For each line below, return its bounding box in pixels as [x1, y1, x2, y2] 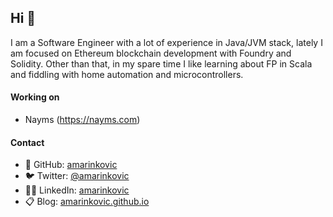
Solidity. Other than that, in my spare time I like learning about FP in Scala [10, 57, 313, 70]
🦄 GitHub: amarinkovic [24, 159, 118, 171]
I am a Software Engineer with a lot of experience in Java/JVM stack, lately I [10, 36, 323, 48]
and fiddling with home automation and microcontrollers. [10, 68, 244, 80]
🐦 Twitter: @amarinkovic [24, 170, 130, 182]
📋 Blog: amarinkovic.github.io [24, 196, 150, 208]
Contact [10, 136, 45, 148]
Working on [10, 91, 60, 103]
